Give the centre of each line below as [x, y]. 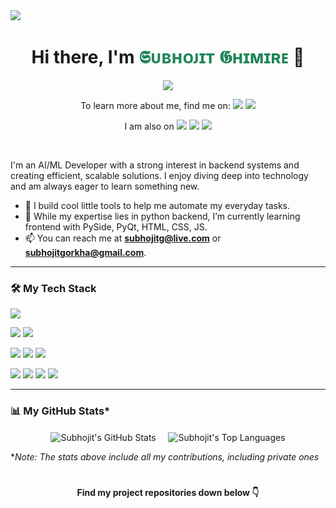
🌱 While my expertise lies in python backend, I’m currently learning [162, 216]
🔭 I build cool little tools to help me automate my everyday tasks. [157, 205]
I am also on [149, 126]
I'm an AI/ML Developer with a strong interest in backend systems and [155, 165]
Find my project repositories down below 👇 [168, 493]
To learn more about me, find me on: [155, 105]
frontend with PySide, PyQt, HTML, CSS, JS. [116, 226]
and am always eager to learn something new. [105, 186]
